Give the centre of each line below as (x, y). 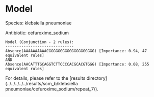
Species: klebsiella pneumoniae (39, 23)
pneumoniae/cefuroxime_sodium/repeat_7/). (52, 89)
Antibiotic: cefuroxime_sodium (37, 33)
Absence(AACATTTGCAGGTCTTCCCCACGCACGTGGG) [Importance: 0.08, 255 (77, 64)
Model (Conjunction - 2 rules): (40, 42)
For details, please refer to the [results (45, 78)
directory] (97, 78)
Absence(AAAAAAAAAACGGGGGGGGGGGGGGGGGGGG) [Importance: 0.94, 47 (76, 51)
